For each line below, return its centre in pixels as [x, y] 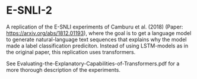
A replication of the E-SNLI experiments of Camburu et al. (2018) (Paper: [95, 27]
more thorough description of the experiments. [63, 69]
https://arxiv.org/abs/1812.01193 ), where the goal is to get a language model [99, 33]
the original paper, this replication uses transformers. [71, 52]
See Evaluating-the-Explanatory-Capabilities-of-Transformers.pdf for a [93, 64]
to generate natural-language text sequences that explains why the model [96, 39]
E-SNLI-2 [29, 10]
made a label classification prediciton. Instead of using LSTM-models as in [97, 46]
